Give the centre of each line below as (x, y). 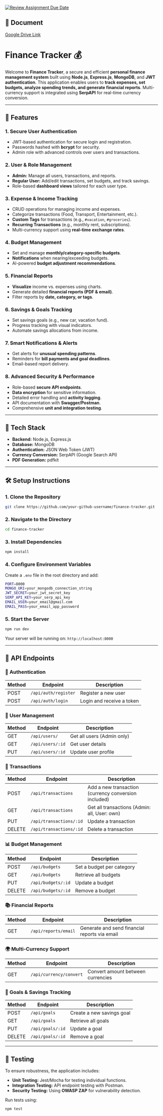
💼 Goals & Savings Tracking (38, 992)
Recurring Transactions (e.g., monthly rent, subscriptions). (71, 225)
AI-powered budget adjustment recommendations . (64, 263)
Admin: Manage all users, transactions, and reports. (64, 176)
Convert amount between (116, 972)
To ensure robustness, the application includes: (52, 1071)
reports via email (99, 934)
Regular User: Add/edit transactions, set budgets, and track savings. (81, 180)
